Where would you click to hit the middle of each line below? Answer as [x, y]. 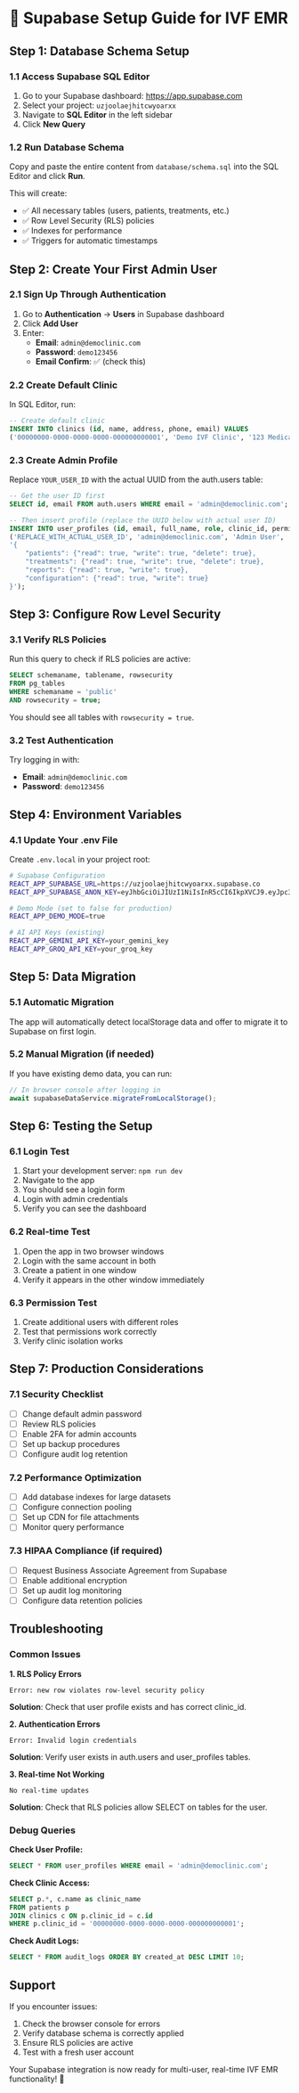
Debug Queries [42, 1830]
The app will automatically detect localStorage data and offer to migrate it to [149, 1022]
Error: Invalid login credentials [73, 1740]
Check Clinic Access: [50, 1883]
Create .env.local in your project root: [80, 859]
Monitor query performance [73, 1527]
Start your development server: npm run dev [102, 1171]
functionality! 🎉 [37, 2079]
